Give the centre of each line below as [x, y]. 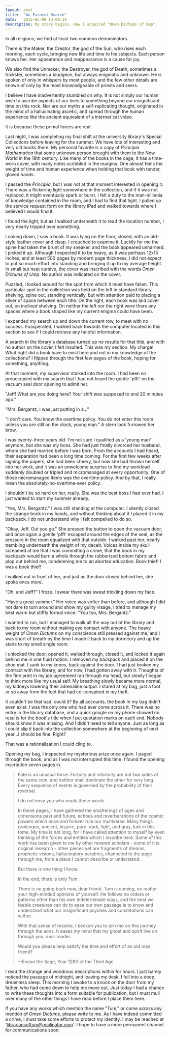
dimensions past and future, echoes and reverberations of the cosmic [91, 816]
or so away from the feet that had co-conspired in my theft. [67, 692]
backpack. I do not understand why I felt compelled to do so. [69, 519]
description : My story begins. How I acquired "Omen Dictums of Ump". [81, 24]
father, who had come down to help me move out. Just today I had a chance [85, 988]
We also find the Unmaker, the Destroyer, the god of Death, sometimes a [81, 69]
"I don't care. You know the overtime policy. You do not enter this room [79, 419]
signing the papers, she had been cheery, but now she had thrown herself [82, 462]
